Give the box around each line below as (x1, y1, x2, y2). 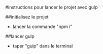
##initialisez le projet (5, 14, 49, 19)
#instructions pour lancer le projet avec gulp (5, 4, 98, 10)
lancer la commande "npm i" (12, 23, 73, 29)
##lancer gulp (5, 33, 35, 39)
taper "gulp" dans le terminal (12, 43, 73, 49)
